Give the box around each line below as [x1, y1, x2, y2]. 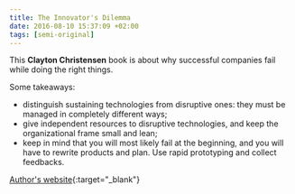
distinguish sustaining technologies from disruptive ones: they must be [22, 99, 286, 110]
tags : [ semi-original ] [9, 30, 95, 39]
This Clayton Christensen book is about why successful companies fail [9, 55, 276, 66]
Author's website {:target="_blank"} [9, 174, 141, 185]
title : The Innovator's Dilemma [9, 13, 131, 23]
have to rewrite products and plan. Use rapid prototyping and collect [22, 147, 277, 158]
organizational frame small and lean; [22, 128, 158, 139]
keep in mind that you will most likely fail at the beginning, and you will [22, 137, 284, 149]
